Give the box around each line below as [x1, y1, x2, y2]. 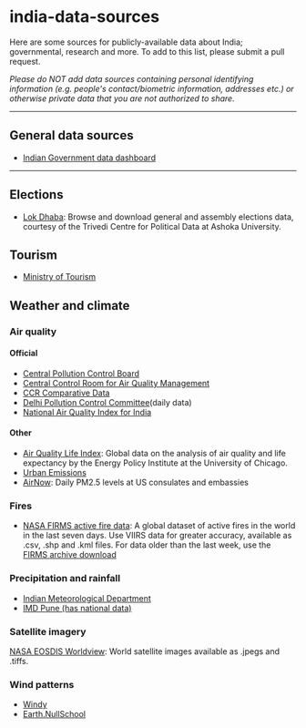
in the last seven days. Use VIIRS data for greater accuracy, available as [22, 530, 292, 541]
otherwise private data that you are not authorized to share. [9, 93, 235, 104]
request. [9, 56, 41, 67]
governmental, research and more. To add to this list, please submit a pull [9, 46, 285, 56]
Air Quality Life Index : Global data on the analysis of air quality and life [22, 448, 287, 459]
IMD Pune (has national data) [22, 602, 132, 613]
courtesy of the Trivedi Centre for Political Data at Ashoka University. [22, 220, 282, 231]
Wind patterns [9, 678, 75, 691]
